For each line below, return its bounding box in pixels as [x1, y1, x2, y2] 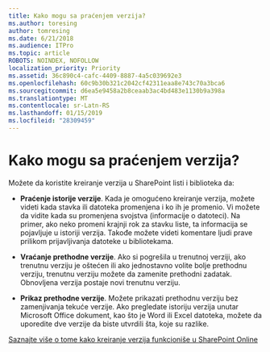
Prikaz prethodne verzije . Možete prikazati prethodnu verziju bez [19, 293, 239, 303]
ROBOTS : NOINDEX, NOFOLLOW [8, 57, 99, 65]
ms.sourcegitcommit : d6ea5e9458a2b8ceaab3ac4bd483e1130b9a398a [8, 86, 226, 95]
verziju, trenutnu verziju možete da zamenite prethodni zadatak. [19, 269, 232, 279]
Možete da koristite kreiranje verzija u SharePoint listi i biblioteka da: [8, 178, 235, 188]
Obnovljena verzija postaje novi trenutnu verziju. [19, 277, 181, 287]
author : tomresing [8, 27, 70, 35]
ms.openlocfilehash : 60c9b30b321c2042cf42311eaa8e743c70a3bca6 [8, 79, 226, 87]
